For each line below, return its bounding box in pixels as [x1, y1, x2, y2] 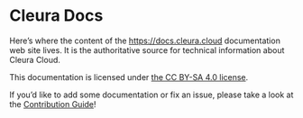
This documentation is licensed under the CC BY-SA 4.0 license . [9, 71, 249, 82]
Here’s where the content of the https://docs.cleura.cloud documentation [9, 35, 281, 46]
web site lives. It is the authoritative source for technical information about [9, 44, 285, 55]
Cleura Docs [9, 5, 104, 26]
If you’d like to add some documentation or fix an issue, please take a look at [9, 89, 294, 100]
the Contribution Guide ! [9, 98, 96, 109]
